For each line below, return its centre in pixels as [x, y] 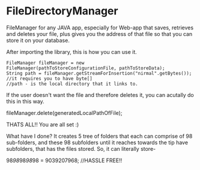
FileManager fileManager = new [45, 63]
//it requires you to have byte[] [50, 78]
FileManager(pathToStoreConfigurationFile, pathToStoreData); [86, 68]
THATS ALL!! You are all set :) [43, 125]
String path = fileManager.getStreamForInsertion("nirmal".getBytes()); [99, 73]
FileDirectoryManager [62, 11]
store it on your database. [38, 40]
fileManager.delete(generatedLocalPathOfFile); [64, 113]
